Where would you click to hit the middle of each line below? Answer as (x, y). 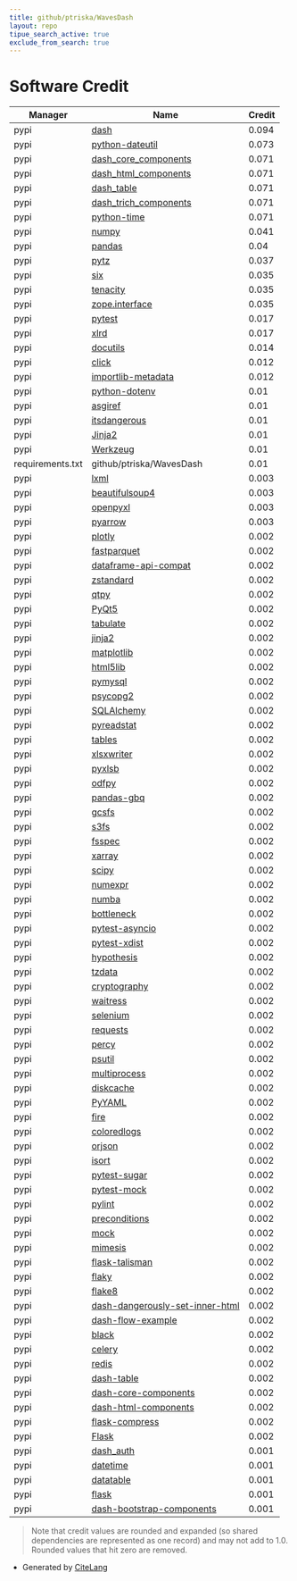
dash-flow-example (134, 1320)
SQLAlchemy (119, 711)
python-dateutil (124, 145)
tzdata (105, 972)
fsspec (106, 841)
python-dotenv (124, 391)
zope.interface (122, 305)
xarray (105, 856)
